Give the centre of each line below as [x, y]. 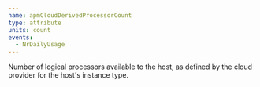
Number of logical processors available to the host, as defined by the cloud [130, 67]
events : [21, 37]
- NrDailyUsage [40, 45]
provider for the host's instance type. [68, 75]
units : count [30, 30]
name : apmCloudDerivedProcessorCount [70, 15]
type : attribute [35, 23]
